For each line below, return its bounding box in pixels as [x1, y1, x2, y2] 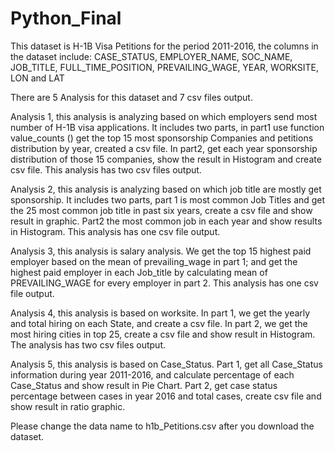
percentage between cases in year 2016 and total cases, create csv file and [10, 390, 322, 402]
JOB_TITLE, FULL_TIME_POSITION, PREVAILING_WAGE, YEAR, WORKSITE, [10, 61, 319, 73]
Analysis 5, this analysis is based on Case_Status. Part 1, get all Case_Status [10, 358, 323, 370]
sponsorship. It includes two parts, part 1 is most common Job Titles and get [10, 193, 326, 206]
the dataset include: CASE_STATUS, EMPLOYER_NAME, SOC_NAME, [10, 50, 293, 62]
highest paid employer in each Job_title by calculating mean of [10, 266, 268, 278]
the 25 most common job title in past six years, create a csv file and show [10, 204, 313, 216]
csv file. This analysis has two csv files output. [10, 163, 202, 176]
